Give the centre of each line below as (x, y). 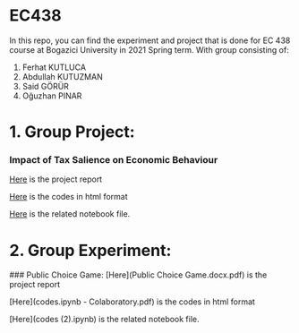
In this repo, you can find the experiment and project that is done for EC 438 (150, 40)
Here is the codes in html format (68, 197)
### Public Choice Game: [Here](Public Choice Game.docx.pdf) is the (138, 275)
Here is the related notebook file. (70, 214)
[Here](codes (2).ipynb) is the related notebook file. (104, 320)
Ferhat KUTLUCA (54, 67)
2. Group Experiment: (90, 250)
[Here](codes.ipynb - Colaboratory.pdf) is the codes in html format (132, 302)
